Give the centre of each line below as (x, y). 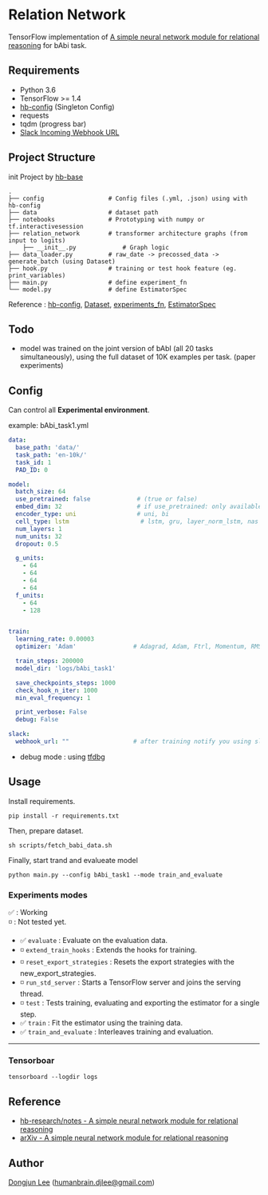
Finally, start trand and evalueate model (73, 860)
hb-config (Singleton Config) (67, 106)
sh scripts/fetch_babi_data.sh (60, 845)
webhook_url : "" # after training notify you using (133, 741)
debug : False (37, 720)
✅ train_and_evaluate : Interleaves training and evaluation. (116, 1032)
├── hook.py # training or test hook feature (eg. (123, 268)
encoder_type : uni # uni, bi (93, 514)
